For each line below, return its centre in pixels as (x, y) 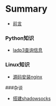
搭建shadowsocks (32, 98)
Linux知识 (18, 65)
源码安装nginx (27, 76)
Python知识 (20, 38)
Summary (26, 9)
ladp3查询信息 (27, 50)
